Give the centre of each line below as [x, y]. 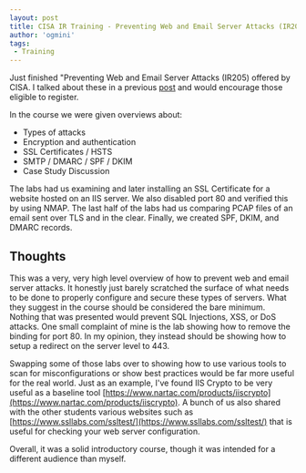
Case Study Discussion [66, 171]
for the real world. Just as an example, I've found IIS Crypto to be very [141, 383]
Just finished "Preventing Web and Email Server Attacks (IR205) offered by [150, 77]
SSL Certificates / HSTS [67, 152]
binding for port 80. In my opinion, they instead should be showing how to [148, 336]
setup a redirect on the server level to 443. [90, 345]
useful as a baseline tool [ [58, 392]
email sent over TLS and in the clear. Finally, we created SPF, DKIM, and [144, 218]
